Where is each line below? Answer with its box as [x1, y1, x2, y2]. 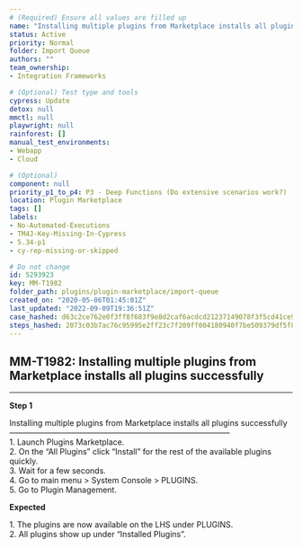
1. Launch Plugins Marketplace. [9, 437, 125, 447]
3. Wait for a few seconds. [9, 465, 106, 476]
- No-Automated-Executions [9, 221, 111, 230]
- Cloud [9, 155, 39, 164]
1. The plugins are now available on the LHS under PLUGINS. [9, 519, 234, 530]
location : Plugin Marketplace [9, 196, 123, 205]
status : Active [9, 30, 67, 39]
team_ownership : [9, 64, 70, 73]
